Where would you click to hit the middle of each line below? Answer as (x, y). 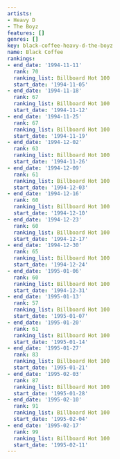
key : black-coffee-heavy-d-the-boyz (60, 46)
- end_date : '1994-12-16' (44, 194)
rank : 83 (26, 355)
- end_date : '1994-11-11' (44, 65)
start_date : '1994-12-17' (51, 239)
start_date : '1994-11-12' (51, 110)
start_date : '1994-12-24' (51, 264)
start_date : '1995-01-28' (51, 393)
